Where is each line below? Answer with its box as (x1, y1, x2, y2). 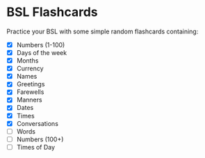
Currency (16, 64, 44, 73)
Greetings (16, 80, 45, 88)
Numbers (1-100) (16, 40, 65, 49)
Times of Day (16, 143, 56, 151)
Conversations (16, 119, 58, 127)
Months (16, 56, 39, 65)
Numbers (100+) (16, 135, 64, 143)
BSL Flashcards (6, 4, 98, 20)
